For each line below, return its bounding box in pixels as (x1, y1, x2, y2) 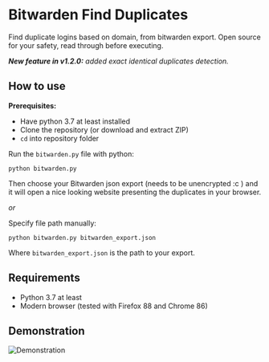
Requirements (8, 271, 80, 285)
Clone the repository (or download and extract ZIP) (19, 124, 189, 134)
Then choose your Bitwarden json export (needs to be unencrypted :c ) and (8, 178, 259, 188)
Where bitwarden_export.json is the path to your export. (8, 247, 195, 258)
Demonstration (8, 323, 86, 338)
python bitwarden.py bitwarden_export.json (8, 234, 157, 242)
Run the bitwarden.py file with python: (8, 148, 134, 158)
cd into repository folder (19, 133, 100, 143)
